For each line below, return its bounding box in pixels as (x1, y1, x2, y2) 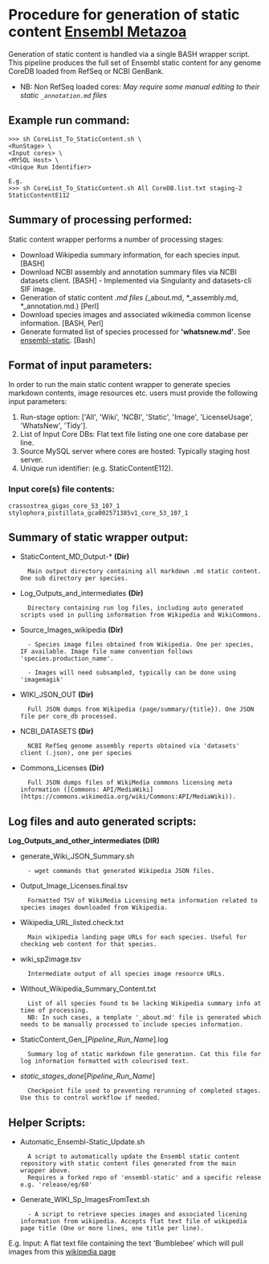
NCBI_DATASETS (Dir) (19, 727, 94, 736)
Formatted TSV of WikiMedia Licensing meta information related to (27, 897, 259, 905)
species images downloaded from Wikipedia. (19, 903, 169, 912)
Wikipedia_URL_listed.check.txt (19, 918, 124, 928)
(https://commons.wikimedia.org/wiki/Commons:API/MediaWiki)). (19, 793, 237, 801)
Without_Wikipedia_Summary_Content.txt (19, 984, 157, 993)
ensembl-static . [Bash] (19, 335, 96, 345)
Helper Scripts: (8, 1115, 86, 1129)
